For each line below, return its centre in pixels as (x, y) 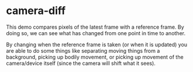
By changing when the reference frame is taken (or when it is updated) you (97, 44)
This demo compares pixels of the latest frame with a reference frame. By (95, 27)
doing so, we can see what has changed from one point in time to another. (96, 33)
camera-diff (36, 11)
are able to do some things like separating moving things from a (83, 50)
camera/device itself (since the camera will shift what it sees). (81, 63)
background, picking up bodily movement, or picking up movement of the (95, 57)
